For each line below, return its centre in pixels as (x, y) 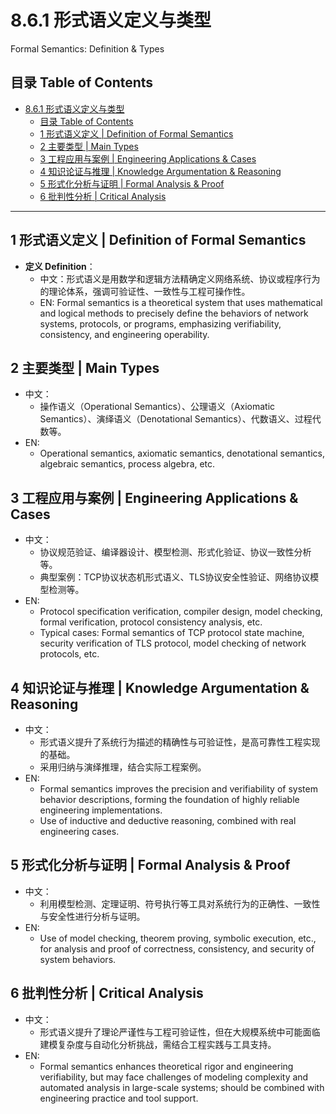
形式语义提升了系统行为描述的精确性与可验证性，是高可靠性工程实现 (180, 742)
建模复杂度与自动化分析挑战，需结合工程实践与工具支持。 (158, 1044)
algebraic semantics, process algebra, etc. (127, 464)
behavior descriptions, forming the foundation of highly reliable (169, 799)
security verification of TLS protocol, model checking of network (173, 643)
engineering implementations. (101, 810)
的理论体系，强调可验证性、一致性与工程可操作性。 (145, 291)
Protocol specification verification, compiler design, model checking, (181, 612)
